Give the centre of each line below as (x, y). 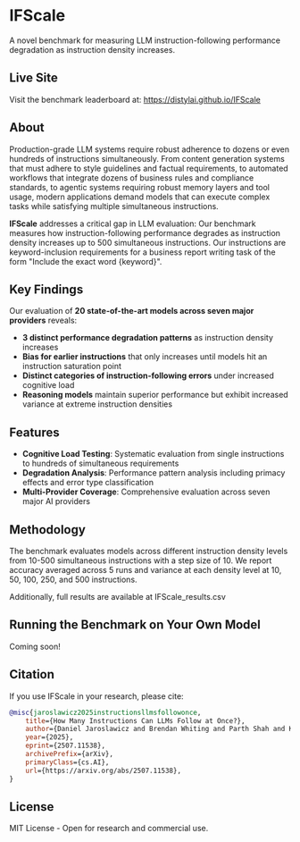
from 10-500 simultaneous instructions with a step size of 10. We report (141, 560)
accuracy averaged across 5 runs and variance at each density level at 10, (146, 570)
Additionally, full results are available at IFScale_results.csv (117, 597)
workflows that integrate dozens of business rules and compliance (132, 177)
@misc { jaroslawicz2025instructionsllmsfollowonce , (105, 712)
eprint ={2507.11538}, (65, 746)
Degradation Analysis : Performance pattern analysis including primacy (154, 473)
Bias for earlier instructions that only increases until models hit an (145, 357)
